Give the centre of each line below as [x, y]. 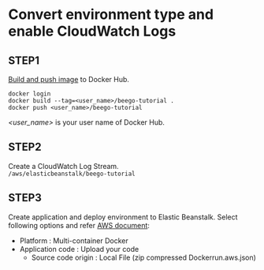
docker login [30, 94]
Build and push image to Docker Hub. [69, 79]
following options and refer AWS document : [79, 225]
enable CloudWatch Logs [92, 31]
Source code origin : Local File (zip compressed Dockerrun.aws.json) [143, 257]
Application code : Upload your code [79, 249]
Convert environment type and [111, 15]
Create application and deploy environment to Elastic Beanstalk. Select [123, 217]
